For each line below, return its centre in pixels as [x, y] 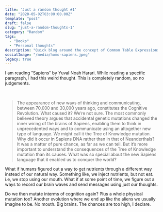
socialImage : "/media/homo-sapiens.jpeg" [48, 55]
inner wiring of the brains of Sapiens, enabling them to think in [79, 124]
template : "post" [23, 18]
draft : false [18, 23]
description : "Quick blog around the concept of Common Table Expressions [82, 50]
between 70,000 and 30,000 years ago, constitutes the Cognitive [82, 108]
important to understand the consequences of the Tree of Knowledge [86, 149]
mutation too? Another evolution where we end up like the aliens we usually [81, 199]
